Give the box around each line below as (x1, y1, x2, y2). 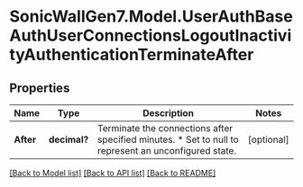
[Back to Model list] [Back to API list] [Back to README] (9, 168, 216, 178)
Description (142, 107, 194, 119)
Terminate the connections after (97, 122, 233, 134)
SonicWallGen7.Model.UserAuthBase (9, 6, 293, 27)
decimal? (48, 133, 89, 146)
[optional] (247, 133, 289, 146)
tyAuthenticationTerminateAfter (9, 45, 254, 65)
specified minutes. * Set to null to (97, 133, 239, 146)
